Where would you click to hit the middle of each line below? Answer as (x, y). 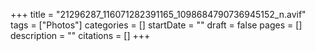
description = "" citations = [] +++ (80, 35)
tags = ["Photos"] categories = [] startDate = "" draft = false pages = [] (156, 25)
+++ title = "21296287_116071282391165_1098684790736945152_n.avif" (158, 14)
